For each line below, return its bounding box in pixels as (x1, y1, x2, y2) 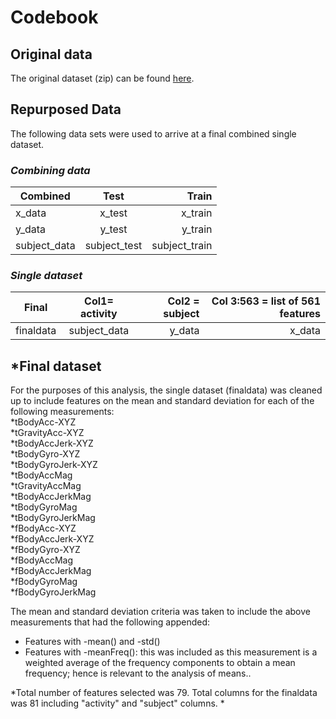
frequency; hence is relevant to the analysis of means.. (24, 667, 252, 680)
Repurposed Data (10, 101, 122, 118)
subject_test (84, 239, 143, 253)
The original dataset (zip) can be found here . (10, 72, 195, 84)
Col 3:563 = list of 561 (211, 294, 321, 308)
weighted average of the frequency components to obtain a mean (24, 657, 296, 669)
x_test (99, 206, 128, 220)
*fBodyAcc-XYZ (10, 522, 77, 535)
